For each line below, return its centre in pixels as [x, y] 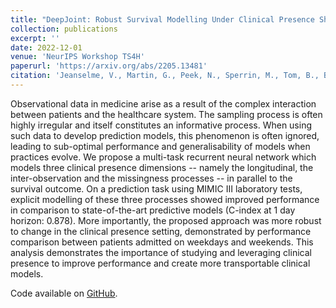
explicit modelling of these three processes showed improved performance [165, 199]
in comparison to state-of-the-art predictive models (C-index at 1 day [153, 210]
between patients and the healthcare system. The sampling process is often [166, 114]
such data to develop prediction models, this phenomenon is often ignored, [165, 135]
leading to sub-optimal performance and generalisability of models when [160, 146]
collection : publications [64, 29]
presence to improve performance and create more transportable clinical [160, 263]
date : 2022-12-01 [46, 47]
